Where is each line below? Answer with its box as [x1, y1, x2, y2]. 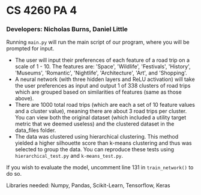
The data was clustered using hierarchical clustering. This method [14, 133, 179, 140]
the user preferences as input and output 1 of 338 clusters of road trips [14, 82, 191, 89]
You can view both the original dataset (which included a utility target [14, 114, 187, 121]
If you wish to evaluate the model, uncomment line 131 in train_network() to [6, 164, 194, 171]
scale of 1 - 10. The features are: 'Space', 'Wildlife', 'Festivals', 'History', [14, 63, 191, 70]
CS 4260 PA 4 [6, 4, 77, 17]
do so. [6, 170, 22, 178]
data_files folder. [14, 127, 56, 134]
